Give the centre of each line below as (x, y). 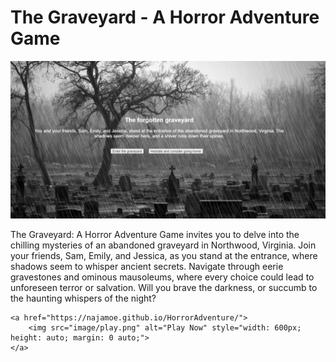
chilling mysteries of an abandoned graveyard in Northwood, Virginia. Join (163, 245)
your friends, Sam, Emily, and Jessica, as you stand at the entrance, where (164, 255)
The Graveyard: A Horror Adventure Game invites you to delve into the (155, 234)
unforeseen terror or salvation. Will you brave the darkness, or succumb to (164, 287)
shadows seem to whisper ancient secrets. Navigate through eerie (147, 266)
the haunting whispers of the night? (83, 298)
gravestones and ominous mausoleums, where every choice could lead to (162, 277)
